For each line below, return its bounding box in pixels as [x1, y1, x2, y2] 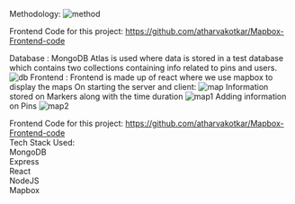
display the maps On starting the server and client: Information [9, 82, 269, 92]
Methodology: [9, 9, 61, 19]
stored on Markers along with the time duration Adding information [9, 91, 287, 102]
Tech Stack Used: [9, 137, 76, 147]
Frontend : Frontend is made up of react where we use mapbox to [30, 72, 273, 83]
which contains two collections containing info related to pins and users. [9, 63, 277, 73]
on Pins [9, 101, 38, 111]
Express [9, 156, 40, 166]
